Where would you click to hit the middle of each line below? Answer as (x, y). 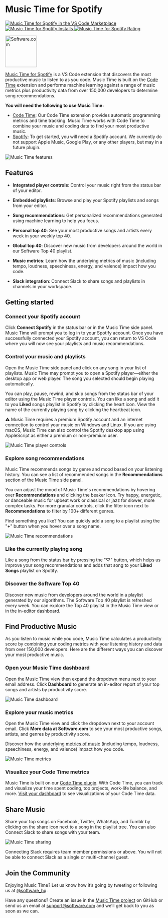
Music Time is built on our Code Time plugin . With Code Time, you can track (84, 783)
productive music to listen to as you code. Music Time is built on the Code (82, 80)
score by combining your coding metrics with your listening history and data (84, 644)
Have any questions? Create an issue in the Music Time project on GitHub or (84, 900)
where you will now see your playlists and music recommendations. (75, 344)
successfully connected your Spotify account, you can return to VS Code (81, 338)
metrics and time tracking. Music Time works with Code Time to (78, 120)
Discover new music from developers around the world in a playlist (74, 595)
